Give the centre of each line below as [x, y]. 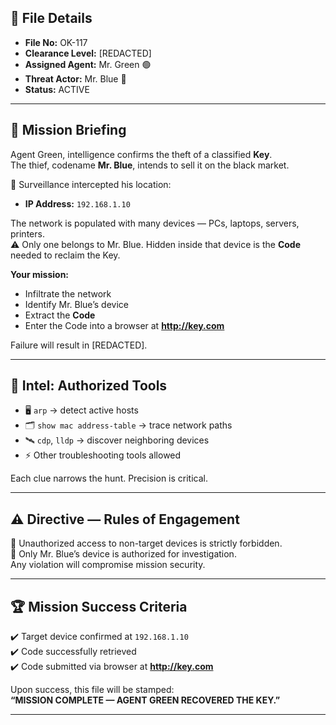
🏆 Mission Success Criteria [99, 606]
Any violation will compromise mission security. [108, 565]
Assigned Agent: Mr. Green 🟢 [88, 64]
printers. [27, 233]
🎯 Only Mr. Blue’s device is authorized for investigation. [123, 554]
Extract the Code [60, 315]
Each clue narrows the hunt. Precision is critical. [109, 478]
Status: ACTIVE [57, 89]
